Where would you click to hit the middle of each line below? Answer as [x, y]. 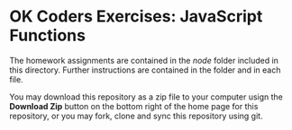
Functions [47, 35]
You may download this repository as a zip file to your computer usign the [146, 97]
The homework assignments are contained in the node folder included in [144, 60]
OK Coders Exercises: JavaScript [136, 17]
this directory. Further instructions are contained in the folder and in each [145, 70]
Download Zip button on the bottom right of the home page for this [134, 106]
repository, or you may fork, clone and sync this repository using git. [136, 116]
